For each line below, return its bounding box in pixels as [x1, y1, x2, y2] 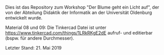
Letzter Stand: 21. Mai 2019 [5, 45, 62, 50]
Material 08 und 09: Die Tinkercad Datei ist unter [5, 24, 107, 30]
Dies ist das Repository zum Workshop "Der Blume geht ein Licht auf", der [5, 4, 159, 10]
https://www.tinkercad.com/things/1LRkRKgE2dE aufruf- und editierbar [5, 30, 153, 35]
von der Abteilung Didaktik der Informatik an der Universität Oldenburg [5, 9, 152, 15]
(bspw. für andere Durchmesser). [5, 35, 74, 41]
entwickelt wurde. [5, 15, 43, 20]
